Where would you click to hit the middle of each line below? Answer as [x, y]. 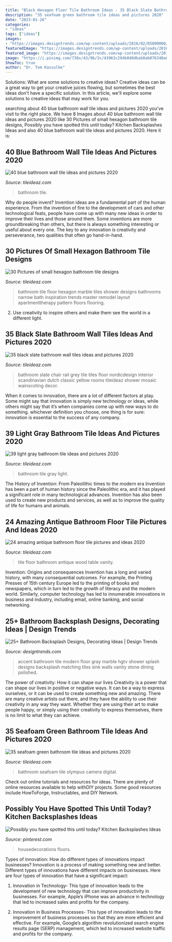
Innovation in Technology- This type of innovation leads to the [78, 885]
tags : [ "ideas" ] [23, 34]
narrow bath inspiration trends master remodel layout [74, 297]
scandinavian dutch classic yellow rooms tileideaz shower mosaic [87, 380]
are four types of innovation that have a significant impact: [67, 876]
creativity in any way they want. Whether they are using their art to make [82, 704]
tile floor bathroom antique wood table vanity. [66, 562]
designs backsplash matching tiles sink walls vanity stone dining [86, 667]
